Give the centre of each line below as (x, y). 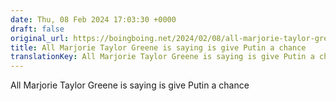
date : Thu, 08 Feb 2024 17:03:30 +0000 (93, 19)
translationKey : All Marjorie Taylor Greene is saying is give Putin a (162, 57)
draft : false (37, 29)
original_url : (40, 38)
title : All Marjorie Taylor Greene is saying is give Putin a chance (158, 47)
